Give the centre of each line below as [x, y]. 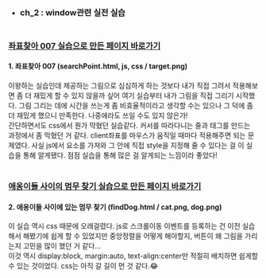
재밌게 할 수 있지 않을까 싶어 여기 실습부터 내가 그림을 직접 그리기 [133, 96]
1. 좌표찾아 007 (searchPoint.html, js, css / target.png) [98, 66]
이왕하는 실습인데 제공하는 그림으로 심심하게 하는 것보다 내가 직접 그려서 [120, 86]
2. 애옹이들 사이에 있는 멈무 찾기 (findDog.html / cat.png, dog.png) [115, 207]
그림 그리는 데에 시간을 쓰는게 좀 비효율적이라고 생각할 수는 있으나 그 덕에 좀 [136, 106]
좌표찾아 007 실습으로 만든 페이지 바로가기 [85, 45]
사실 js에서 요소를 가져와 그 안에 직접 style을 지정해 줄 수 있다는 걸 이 [138, 146]
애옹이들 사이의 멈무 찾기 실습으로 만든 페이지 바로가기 [105, 186]
